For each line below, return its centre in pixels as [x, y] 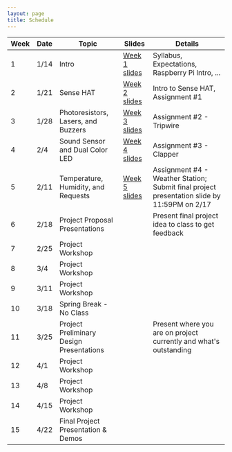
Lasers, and [79, 121]
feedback [168, 233]
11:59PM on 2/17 [182, 204]
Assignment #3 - [181, 145]
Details [187, 44]
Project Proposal [86, 220]
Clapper [166, 154]
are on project [175, 332]
